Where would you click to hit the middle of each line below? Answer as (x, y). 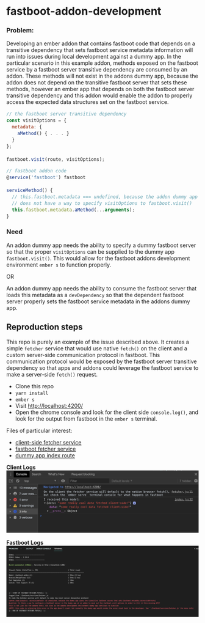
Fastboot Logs (25, 542)
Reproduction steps (45, 327)
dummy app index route (45, 455)
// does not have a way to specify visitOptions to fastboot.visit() (102, 203)
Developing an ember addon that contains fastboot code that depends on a (101, 43)
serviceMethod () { (30, 191)
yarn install (32, 393)
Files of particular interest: (39, 430)
